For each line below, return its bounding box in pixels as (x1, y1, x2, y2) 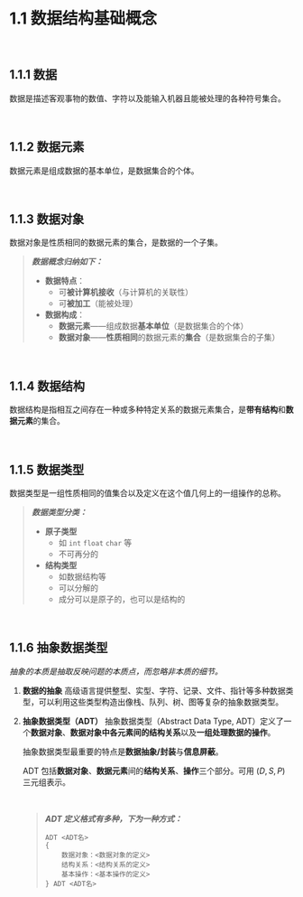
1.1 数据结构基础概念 (9, 8, 158, 29)
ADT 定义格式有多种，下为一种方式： (44, 813, 183, 824)
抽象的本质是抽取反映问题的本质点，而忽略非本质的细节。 (9, 666, 223, 677)
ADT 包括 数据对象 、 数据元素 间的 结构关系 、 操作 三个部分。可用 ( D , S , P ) (22, 765, 286, 776)
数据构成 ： (44, 309, 86, 321)
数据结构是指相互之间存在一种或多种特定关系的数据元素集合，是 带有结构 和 (9, 404, 286, 416)
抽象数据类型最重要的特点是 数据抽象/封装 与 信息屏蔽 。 (22, 746, 224, 757)
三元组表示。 (22, 776, 70, 787)
